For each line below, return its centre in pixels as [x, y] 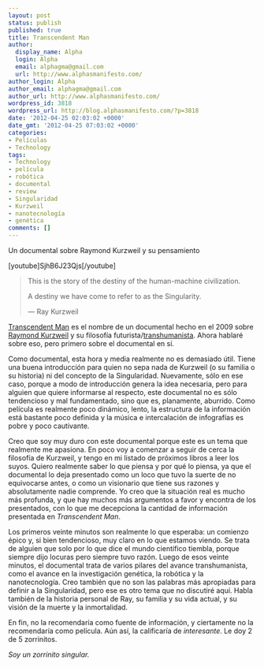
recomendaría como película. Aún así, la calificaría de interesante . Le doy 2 [130, 631]
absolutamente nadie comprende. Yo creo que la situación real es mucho [127, 491]
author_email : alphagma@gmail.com [65, 89]
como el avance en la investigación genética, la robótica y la [106, 574]
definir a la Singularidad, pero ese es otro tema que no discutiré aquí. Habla [131, 591]
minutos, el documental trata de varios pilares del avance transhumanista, [128, 565]
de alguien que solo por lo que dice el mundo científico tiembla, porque [124, 548]
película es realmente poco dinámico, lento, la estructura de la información [129, 409]
